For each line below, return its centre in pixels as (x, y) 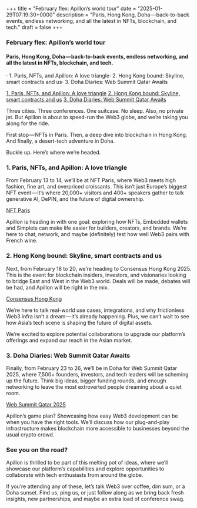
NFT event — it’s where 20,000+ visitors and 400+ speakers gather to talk (95, 193)
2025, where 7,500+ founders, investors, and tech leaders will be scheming (98, 375)
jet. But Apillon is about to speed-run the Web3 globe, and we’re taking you (97, 117)
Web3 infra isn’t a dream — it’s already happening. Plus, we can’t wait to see (98, 316)
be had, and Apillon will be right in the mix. (58, 287)
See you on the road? (37, 450)
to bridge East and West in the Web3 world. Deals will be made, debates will (98, 281)
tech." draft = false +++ (34, 27)
